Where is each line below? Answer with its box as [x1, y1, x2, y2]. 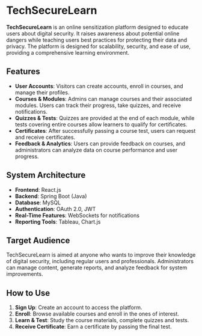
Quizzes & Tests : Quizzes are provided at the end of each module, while [14, 114, 195, 121]
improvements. [6, 270, 43, 278]
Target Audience [6, 235, 70, 245]
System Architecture [6, 170, 86, 180]
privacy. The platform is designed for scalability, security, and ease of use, [6, 43, 191, 50]
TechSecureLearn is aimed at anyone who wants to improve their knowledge [6, 251, 196, 258]
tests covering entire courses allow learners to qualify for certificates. [14, 121, 188, 128]
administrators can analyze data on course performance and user [14, 146, 178, 153]
